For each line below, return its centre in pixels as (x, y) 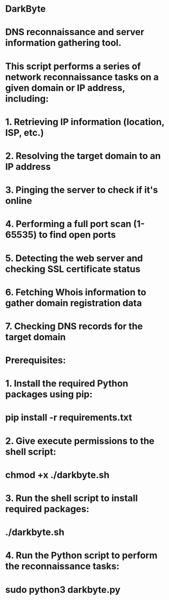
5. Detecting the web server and (74, 258)
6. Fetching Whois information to (76, 292)
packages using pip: (49, 394)
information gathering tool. (63, 43)
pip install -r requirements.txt (69, 418)
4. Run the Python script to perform (81, 556)
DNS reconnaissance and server (75, 32)
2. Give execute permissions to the (80, 441)
